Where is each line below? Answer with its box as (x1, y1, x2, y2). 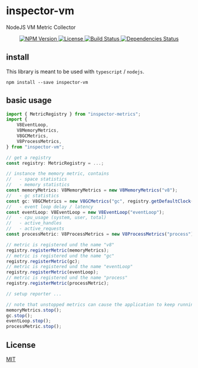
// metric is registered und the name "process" (6, 275, 128, 281)
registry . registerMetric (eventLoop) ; (6, 269, 99, 275)
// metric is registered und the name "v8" (6, 242, 115, 247)
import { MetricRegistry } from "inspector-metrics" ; (6, 111, 141, 117)
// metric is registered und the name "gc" (6, 253, 115, 259)
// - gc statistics (6, 193, 60, 198)
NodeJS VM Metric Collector (6, 24, 76, 31)
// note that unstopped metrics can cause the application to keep (6, 301, 176, 308)
